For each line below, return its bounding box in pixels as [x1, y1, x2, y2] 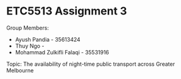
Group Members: [6, 24, 49, 31]
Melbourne [6, 66, 34, 74]
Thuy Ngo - [15, 42, 44, 49]
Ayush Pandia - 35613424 [15, 36, 80, 43]
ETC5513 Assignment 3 [6, 4, 127, 18]
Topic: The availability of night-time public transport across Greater [6, 60, 176, 68]
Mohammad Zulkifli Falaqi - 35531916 [15, 48, 110, 55]
